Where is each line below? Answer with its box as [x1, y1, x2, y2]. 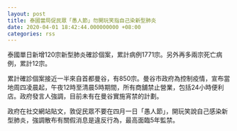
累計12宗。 [19, 59, 52, 68]
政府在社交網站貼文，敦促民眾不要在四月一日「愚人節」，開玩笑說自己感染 [7, 107, 222, 115]
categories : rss [7, 30, 55, 38]
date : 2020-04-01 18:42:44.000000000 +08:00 [7, 23, 141, 30]
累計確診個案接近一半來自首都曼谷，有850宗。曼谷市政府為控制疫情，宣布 [7, 74, 224, 83]
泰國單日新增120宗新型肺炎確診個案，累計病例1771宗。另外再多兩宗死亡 [7, 50, 216, 59]
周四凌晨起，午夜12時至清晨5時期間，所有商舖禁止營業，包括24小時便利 [13, 83, 224, 92]
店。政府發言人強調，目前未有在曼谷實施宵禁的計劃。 [7, 92, 163, 101]
